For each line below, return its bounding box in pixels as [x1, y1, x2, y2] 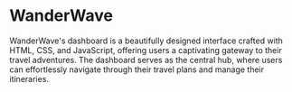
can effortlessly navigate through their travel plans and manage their [9, 64, 265, 75]
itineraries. [9, 73, 50, 84]
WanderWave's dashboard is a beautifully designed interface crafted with [9, 35, 283, 46]
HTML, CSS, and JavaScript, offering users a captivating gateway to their [9, 44, 282, 55]
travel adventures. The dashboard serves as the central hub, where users [9, 54, 283, 65]
